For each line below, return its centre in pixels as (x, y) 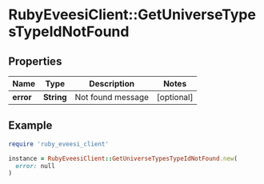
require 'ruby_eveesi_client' (59, 144)
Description (112, 84)
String (55, 97)
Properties (35, 61)
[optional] (175, 97)
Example (30, 126)
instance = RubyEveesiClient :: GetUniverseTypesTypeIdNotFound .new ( (123, 158)
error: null (36, 166)
